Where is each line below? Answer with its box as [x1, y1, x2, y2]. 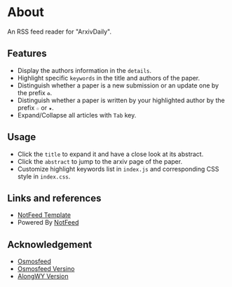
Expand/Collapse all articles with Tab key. [17, 111, 137, 119]
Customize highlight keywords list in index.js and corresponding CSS [17, 164, 219, 173]
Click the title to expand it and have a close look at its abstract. [17, 150, 204, 158]
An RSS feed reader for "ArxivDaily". [7, 27, 112, 36]
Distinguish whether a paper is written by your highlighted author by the [17, 96, 226, 104]
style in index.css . [17, 172, 71, 181]
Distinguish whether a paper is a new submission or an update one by [17, 81, 219, 90]
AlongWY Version [17, 272, 69, 281]
